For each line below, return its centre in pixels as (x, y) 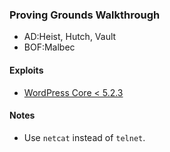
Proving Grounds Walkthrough (85, 15)
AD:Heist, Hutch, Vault (70, 37)
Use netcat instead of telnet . (84, 137)
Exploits (26, 70)
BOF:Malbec (49, 47)
